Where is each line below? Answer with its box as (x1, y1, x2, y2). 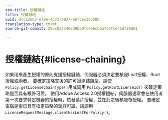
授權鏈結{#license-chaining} (5, 54, 126, 66)
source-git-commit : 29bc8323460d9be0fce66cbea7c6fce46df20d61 (5, 26, 138, 31)
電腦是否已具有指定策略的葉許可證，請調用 (5, 103, 93, 109)
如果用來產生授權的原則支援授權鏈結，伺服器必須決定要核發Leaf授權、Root (5, 72, 160, 78)
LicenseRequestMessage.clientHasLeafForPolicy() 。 (5, 109, 113, 115)
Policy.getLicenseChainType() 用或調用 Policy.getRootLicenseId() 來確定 (5, 84, 158, 90)
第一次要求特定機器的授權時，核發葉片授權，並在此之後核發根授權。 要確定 (5, 97, 160, 103)
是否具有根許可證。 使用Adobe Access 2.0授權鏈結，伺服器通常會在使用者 (9, 90, 163, 96)
